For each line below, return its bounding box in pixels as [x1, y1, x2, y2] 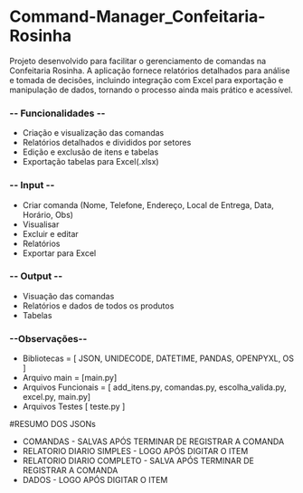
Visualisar [22, 219, 60, 230]
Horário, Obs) [22, 209, 74, 220]
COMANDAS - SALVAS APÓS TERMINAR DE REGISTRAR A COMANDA [22, 436, 285, 447]
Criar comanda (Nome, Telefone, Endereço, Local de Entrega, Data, [22, 199, 274, 210]
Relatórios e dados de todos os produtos [22, 300, 175, 311]
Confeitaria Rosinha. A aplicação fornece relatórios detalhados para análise [9, 65, 290, 76]
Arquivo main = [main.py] [22, 373, 118, 384]
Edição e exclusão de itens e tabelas [22, 147, 159, 157]
